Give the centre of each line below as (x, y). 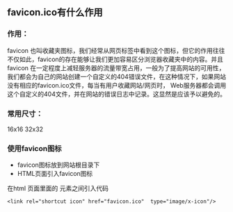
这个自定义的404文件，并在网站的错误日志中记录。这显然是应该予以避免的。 (116, 94)
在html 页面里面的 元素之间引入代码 (58, 188)
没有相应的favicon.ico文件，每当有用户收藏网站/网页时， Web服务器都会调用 (117, 85)
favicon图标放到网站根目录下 (58, 165)
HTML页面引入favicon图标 (55, 174)
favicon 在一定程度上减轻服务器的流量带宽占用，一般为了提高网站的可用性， (116, 67)
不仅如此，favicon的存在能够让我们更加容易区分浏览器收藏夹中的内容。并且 (115, 59)
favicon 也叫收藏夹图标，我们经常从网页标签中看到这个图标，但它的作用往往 (116, 50)
